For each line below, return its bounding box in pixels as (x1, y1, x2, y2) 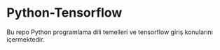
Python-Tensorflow (6, 5, 123, 21)
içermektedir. (6, 35, 45, 43)
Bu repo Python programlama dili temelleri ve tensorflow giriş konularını (6, 28, 213, 36)
